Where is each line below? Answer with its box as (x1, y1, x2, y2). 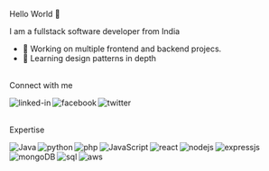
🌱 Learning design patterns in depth (22, 53, 156, 63)
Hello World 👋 (9, 9, 60, 19)
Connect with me (9, 80, 73, 90)
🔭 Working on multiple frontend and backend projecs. (22, 43, 222, 54)
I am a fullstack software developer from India (9, 26, 181, 36)
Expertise (9, 124, 45, 135)
